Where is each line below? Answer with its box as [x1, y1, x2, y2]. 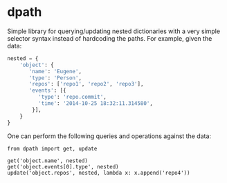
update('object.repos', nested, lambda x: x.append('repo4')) [7, 169, 190, 176]
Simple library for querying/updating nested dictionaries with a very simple [7, 27, 220, 35]
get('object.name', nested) [7, 157, 89, 164]
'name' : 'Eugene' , [28, 68, 82, 75]
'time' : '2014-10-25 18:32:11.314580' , [37, 100, 154, 107]
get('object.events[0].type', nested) [7, 163, 119, 170]
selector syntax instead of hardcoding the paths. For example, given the [7, 34, 212, 42]
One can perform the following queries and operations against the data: [7, 132, 212, 140]
